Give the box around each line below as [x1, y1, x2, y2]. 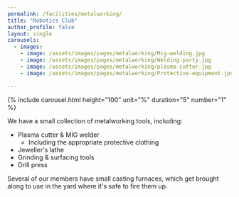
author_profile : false [7, 23, 75, 30]
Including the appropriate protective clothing [28, 137, 159, 146]
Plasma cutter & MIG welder [17, 130, 100, 139]
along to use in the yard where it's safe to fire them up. [7, 181, 168, 190]
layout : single [7, 30, 53, 38]
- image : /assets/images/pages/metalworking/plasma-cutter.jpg [20, 63, 212, 70]
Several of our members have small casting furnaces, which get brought [7, 174, 219, 183]
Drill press [17, 160, 48, 169]
